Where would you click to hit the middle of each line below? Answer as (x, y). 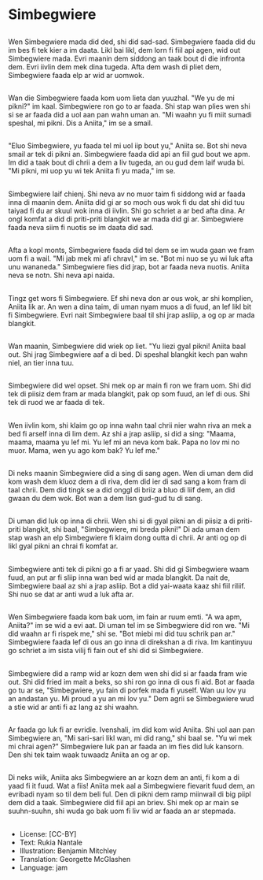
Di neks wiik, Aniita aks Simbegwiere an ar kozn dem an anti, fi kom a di (124, 778)
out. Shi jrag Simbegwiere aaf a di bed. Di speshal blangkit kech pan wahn (128, 354)
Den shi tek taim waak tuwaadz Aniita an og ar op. (89, 755)
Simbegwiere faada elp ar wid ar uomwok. (76, 75)
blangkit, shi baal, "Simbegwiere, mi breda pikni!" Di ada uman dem (131, 529)
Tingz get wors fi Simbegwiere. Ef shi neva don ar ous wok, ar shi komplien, (131, 298)
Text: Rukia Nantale (51, 842)
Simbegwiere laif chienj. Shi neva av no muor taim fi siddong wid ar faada (127, 194)
